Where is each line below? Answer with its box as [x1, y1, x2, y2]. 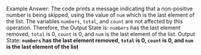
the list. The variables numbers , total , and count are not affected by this [6, 18, 183, 25]
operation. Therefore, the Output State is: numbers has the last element [6, 24, 181, 31]
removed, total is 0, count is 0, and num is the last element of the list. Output [6, 30, 195, 38]
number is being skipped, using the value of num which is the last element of [6, 11, 195, 19]
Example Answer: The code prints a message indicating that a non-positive [6, 5, 193, 12]
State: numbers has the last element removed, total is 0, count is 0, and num [6, 37, 194, 44]
